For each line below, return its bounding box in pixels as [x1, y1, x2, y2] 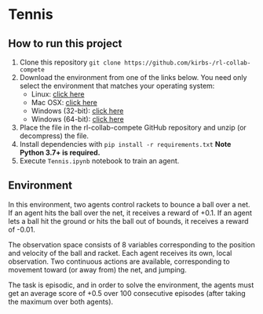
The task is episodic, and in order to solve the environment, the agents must [8, 280, 254, 290]
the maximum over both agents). [8, 297, 114, 306]
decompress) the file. [19, 131, 89, 141]
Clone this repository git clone [19, 57, 122, 67]
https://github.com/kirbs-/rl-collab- [124, 59, 251, 67]
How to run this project [8, 37, 122, 50]
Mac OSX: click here [31, 98, 98, 107]
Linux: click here [31, 89, 85, 99]
